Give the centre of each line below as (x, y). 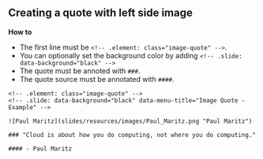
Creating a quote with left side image (101, 13)
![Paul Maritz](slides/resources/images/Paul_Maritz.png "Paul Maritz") (130, 121)
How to (20, 31)
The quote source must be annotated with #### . (97, 79)
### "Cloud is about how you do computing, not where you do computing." (132, 135)
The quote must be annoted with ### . (80, 71)
